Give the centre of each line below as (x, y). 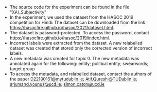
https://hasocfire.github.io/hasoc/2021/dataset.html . (62, 28)
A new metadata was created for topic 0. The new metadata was (74, 58)
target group (22, 69)
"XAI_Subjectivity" (28, 12)
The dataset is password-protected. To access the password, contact (79, 33)
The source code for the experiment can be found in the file (70, 7)
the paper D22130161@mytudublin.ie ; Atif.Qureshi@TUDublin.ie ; (73, 79)
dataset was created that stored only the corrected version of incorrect (81, 48)
